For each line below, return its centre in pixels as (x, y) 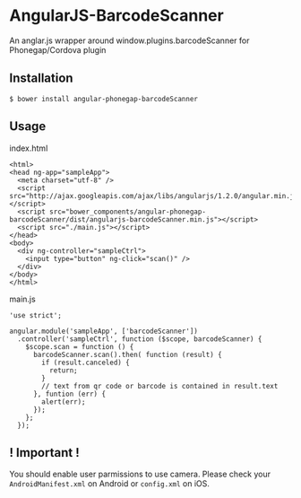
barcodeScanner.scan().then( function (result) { (127, 354)
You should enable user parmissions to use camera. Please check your (140, 474)
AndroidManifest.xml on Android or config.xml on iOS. (110, 484)
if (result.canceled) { (86, 363)
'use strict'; (36, 315)
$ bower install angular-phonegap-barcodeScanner (104, 99)
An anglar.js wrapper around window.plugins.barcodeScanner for (129, 40)
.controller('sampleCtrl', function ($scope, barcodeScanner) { (140, 339)
